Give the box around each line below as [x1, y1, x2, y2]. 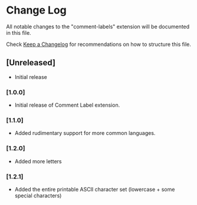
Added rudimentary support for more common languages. [14, 130, 156, 137]
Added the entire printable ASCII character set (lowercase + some [14, 186, 175, 193]
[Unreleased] [6, 58, 56, 68]
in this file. [6, 29, 31, 36]
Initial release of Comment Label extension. [14, 101, 120, 109]
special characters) [14, 192, 62, 199]
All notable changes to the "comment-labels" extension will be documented [6, 23, 190, 30]
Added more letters [14, 157, 62, 165]
